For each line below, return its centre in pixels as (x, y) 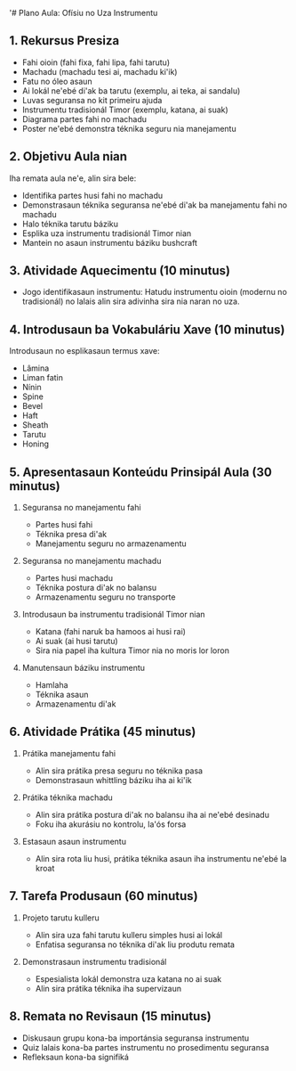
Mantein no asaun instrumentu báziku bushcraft (110, 242)
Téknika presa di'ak (71, 535)
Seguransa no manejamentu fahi (81, 508)
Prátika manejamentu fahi (69, 753)
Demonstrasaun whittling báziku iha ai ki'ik (114, 780)
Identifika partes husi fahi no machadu (92, 195)
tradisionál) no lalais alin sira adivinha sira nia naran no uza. (131, 301)
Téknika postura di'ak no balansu (96, 588)
